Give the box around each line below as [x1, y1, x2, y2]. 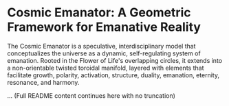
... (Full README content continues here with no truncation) [7, 91, 175, 100]
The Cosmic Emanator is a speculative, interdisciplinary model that [7, 42, 196, 50]
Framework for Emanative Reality [7, 19, 201, 35]
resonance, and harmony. [7, 78, 80, 86]
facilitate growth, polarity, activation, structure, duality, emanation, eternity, [7, 70, 220, 79]
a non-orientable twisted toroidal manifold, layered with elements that [7, 64, 204, 72]
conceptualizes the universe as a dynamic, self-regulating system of [7, 49, 201, 57]
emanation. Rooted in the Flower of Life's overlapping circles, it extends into [7, 56, 222, 64]
